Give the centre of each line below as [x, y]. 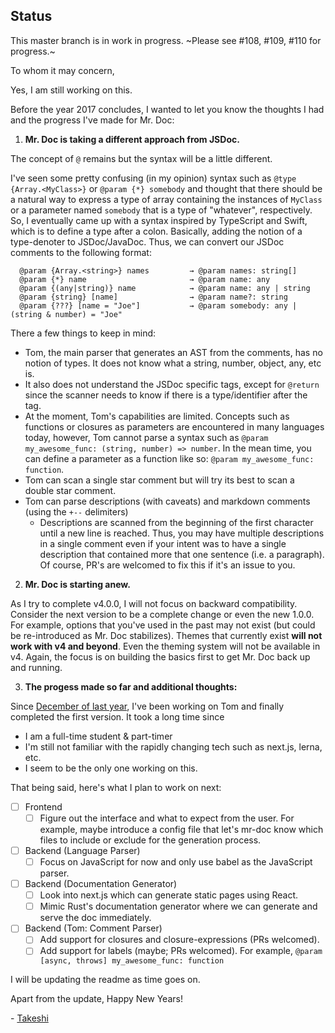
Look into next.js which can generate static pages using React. [168, 895]
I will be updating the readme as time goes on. [105, 980]
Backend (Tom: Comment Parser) [93, 928]
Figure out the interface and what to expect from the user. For [167, 818]
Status [31, 16]
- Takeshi [29, 1018]
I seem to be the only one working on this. [111, 768]
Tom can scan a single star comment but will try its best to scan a [159, 480]
